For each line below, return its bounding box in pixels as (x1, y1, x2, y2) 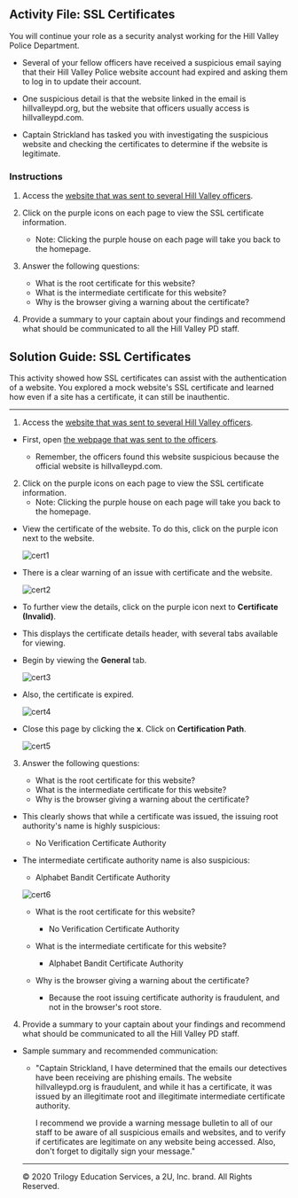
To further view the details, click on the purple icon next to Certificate (21, 601, 278, 612)
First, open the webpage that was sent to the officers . (21, 434, 219, 444)
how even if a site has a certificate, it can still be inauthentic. (9, 391, 231, 402)
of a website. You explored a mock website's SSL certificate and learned (9, 381, 275, 393)
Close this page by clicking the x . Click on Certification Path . (21, 723, 247, 734)
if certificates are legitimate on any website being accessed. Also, (35, 1136, 277, 1147)
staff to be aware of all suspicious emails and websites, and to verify (35, 1126, 286, 1138)
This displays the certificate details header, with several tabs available (21, 628, 278, 638)
